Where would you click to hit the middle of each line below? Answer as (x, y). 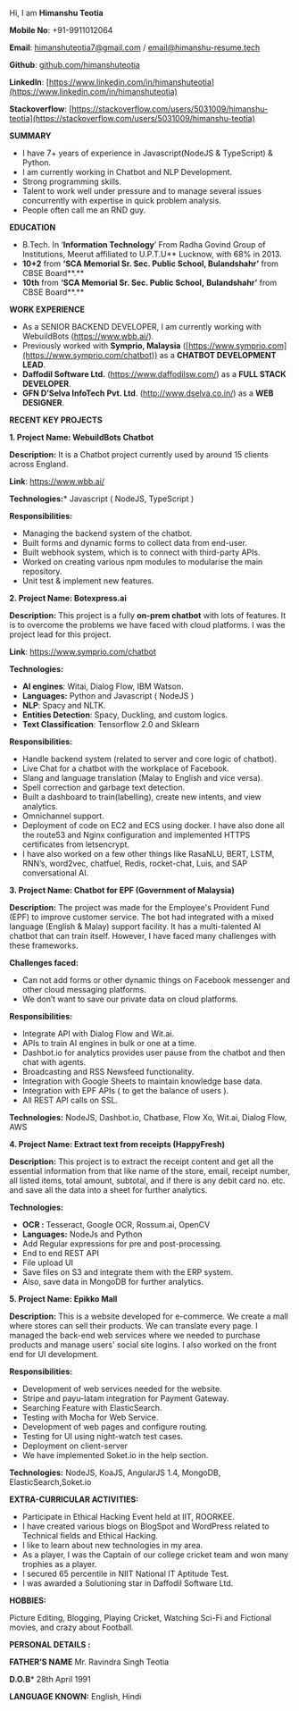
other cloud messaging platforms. (84, 990)
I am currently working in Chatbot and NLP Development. (127, 172)
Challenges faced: (44, 963)
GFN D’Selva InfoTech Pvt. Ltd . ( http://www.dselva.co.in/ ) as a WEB (148, 393)
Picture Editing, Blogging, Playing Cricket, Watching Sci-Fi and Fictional (141, 1618)
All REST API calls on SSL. (70, 1100)
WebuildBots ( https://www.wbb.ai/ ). (88, 336)
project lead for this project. (60, 634)
